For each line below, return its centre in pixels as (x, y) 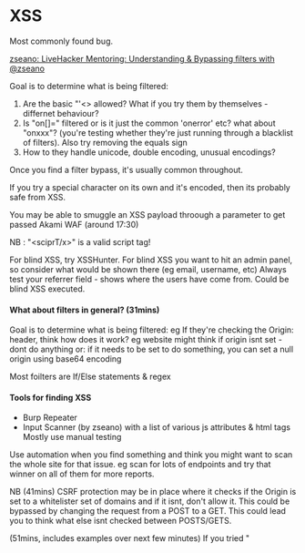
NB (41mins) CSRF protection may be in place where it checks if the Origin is (153, 492)
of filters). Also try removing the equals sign (105, 142)
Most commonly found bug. (61, 41)
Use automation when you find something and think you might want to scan (151, 455)
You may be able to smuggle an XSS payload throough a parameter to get (147, 214)
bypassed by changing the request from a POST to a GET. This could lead (148, 511)
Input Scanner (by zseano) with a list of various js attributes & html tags (157, 427)
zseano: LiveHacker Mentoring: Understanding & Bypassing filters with (142, 58)
